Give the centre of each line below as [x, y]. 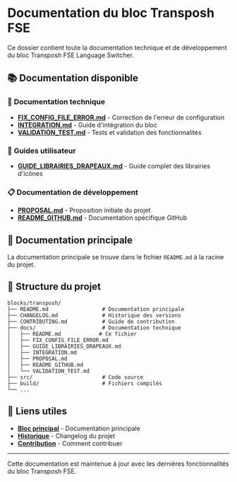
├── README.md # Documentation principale [96, 309]
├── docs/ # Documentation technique [94, 328]
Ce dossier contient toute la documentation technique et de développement [117, 47]
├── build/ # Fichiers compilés [85, 383]
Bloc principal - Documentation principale [79, 428]
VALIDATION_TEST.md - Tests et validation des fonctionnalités [109, 132]
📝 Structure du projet [54, 287]
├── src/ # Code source [75, 377]
